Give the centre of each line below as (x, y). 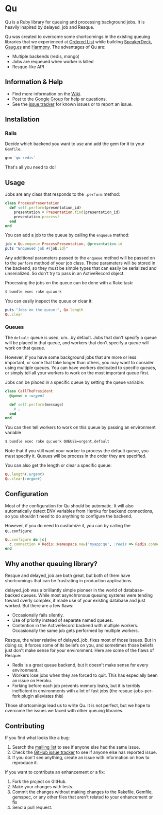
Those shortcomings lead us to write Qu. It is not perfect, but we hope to (78, 705)
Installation (22, 120)
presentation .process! (37, 217)
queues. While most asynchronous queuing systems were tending (87, 595)
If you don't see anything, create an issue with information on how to (81, 757)
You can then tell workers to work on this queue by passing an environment (81, 427)
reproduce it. (25, 762)
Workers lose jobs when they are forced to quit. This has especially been (85, 675)
